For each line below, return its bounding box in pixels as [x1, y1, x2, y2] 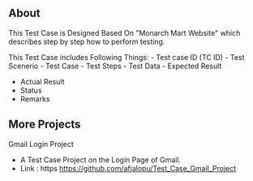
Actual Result [19, 76, 65, 86]
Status [19, 85, 42, 95]
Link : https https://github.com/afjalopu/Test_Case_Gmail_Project [19, 163, 237, 173]
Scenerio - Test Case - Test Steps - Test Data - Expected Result [8, 61, 222, 71]
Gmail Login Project [8, 139, 75, 149]
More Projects [8, 118, 81, 131]
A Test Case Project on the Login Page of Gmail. [19, 154, 181, 165]
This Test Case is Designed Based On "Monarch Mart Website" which [8, 28, 241, 37]
